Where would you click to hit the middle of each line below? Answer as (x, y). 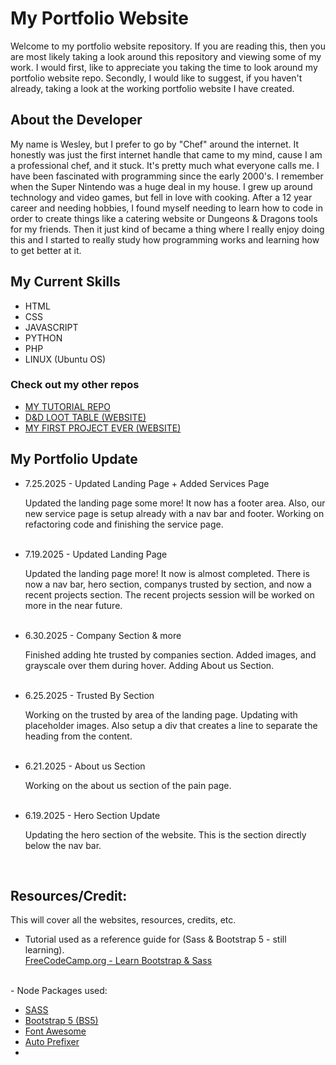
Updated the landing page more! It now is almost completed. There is (167, 573)
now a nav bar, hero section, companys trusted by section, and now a (168, 584)
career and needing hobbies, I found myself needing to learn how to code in (166, 208)
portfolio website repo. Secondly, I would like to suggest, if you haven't (156, 78)
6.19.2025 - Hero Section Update (92, 815)
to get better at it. (46, 250)
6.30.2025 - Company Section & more (103, 635)
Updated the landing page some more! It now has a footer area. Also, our (175, 503)
